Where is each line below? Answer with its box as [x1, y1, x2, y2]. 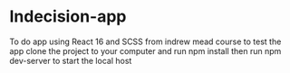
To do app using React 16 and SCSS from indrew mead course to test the [9, 36, 282, 47]
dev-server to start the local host [9, 55, 132, 66]
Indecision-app [9, 6, 127, 27]
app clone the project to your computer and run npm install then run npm [9, 45, 282, 56]
